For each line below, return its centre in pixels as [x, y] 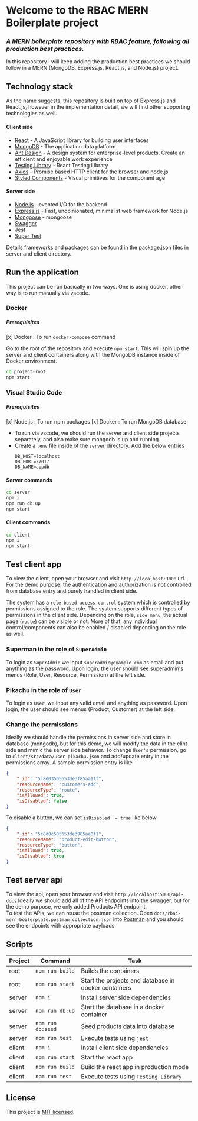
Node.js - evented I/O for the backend [61, 204]
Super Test [28, 236]
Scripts [20, 944]
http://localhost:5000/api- [149, 895]
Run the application [43, 272]
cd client [18, 535]
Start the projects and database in [128, 981]
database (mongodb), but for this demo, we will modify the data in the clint [97, 744]
